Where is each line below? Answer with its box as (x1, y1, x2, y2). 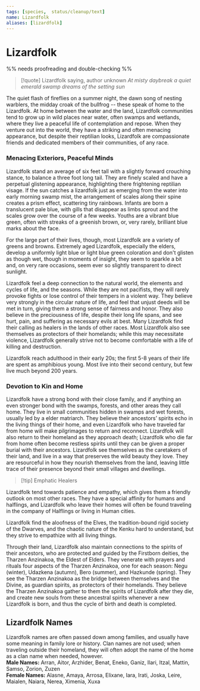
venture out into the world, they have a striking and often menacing (6, 127, 171, 134)
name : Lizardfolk (6, 14, 49, 20)
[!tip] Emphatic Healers (20, 477, 77, 484)
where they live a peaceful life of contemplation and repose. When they (6, 120, 182, 127)
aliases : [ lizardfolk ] (6, 20, 62, 26)
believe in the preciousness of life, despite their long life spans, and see (6, 311, 182, 318)
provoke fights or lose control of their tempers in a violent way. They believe (6, 292, 193, 299)
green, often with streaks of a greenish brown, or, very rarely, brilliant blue (6, 218, 188, 226)
